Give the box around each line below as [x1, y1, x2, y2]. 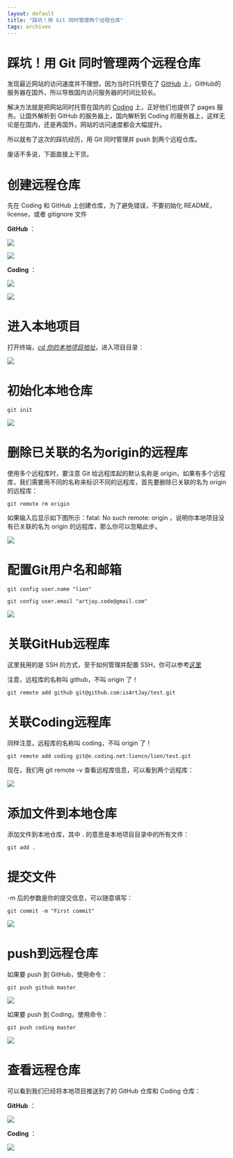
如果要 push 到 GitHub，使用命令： [7, 970, 108, 978]
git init [7, 406, 33, 414]
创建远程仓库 [7, 177, 81, 193]
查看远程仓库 [7, 1062, 81, 1078]
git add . [7, 843, 36, 851]
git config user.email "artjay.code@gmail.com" [7, 598, 148, 605]
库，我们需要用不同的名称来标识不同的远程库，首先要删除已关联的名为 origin [7, 478, 227, 486]
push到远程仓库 [7, 946, 99, 961]
